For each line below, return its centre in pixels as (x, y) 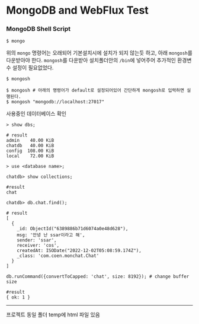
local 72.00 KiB (30, 156)
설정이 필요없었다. (33, 68)
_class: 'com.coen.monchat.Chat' (58, 256)
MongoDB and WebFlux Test (78, 10)
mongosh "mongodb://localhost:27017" (58, 102)
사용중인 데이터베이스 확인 (36, 114)
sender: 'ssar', (37, 240)
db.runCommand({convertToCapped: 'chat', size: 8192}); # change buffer (98, 277)
